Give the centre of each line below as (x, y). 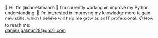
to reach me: (18, 25)
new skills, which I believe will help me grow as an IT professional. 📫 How (79, 18)
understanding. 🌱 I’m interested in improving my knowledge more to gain (78, 13)
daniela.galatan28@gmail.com (35, 30)
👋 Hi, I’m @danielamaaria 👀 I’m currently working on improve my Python (77, 8)
